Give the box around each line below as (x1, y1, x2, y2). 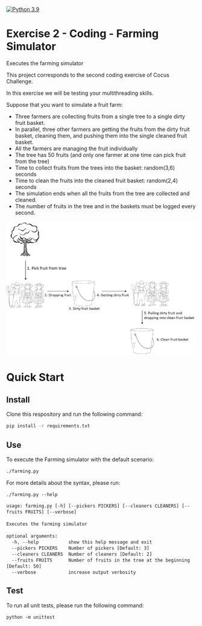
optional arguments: (6, 533, 58, 539)
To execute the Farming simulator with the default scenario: (6, 456, 154, 463)
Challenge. (6, 77, 33, 85)
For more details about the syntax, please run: (6, 479, 121, 486)
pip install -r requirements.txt (6, 423, 90, 429)
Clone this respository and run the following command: (6, 410, 143, 418)
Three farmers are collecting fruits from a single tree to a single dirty (14, 112, 186, 120)
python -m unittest (6, 614, 55, 620)
